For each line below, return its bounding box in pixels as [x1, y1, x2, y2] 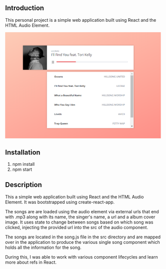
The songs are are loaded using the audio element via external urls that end [5, 208, 159, 214]
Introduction [5, 4, 44, 12]
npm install [12, 161, 35, 167]
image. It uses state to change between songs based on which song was [5, 219, 154, 225]
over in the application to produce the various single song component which [5, 239, 161, 245]
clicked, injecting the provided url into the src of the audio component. [5, 224, 148, 230]
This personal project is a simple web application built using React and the [5, 17, 157, 23]
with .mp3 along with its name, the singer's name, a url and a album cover [5, 214, 156, 220]
